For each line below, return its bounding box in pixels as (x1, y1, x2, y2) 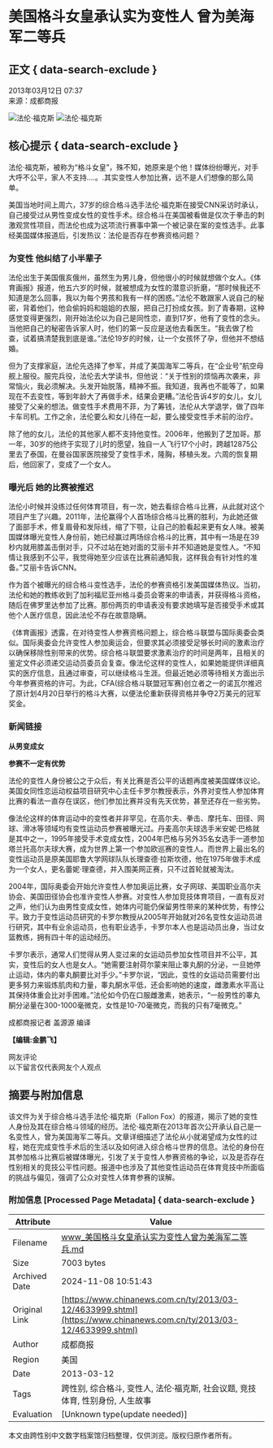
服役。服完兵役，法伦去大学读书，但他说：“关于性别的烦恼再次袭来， (22, 371, 254, 381)
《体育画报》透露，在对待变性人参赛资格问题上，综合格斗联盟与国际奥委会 (8, 627, 258, 638)
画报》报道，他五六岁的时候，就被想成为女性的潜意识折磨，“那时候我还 (15, 283, 254, 293)
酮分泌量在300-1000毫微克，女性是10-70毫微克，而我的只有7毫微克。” (8, 1000, 242, 1010)
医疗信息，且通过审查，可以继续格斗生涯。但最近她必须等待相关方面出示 (22, 668, 265, 678)
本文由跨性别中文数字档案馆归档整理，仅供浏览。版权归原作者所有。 (8, 1430, 236, 1440)
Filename (12, 1237, 48, 1248)
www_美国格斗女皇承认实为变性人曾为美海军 (60, 1231, 232, 1242)
